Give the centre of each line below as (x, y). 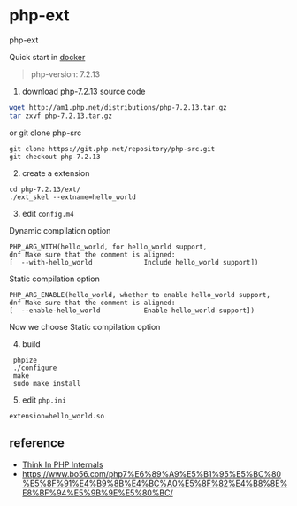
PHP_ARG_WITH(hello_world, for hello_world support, (108, 247)
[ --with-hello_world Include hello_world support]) (134, 262)
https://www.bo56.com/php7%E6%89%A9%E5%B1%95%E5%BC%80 (151, 473)
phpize (25, 360)
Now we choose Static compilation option (85, 326)
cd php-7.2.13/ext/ (45, 189)
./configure (35, 368)
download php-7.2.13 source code (84, 91)
